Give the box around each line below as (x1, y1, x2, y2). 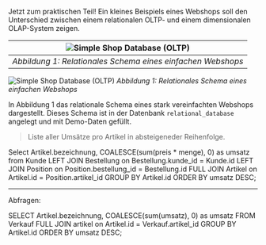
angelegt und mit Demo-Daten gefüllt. (8, 117, 132, 126)
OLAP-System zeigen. (8, 24, 81, 33)
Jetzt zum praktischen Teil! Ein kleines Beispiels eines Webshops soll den (8, 7, 248, 16)
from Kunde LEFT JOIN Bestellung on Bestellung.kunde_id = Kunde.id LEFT (8, 156, 254, 165)
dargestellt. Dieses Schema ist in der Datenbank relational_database (8, 109, 234, 117)
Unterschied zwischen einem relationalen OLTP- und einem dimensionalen (8, 15, 251, 25)
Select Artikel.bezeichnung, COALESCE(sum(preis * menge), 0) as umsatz (8, 147, 250, 157)
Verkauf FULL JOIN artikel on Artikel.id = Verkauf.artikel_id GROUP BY (8, 220, 237, 228)
